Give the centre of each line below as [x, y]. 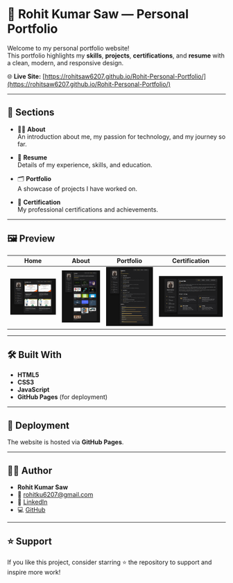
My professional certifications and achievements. [87, 209]
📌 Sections [31, 113]
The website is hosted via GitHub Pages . [66, 442]
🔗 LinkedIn [32, 502]
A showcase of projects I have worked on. [77, 188]
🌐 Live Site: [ [26, 76]
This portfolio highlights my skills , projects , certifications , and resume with [116, 56]
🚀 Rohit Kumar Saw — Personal [98, 14]
